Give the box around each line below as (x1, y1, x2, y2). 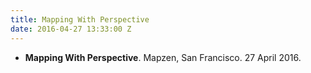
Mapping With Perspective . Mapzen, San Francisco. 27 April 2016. (24, 51, 302, 63)
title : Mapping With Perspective (10, 14, 150, 25)
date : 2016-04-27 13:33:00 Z (10, 24, 132, 34)
